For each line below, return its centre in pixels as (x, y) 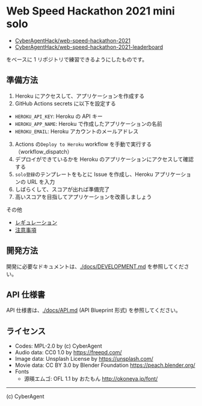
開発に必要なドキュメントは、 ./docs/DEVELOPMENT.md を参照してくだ (95, 266)
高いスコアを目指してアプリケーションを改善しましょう (83, 196)
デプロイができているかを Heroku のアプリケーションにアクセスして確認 (104, 159)
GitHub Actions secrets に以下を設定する (65, 103)
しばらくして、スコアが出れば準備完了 (62, 189)
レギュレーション (36, 222)
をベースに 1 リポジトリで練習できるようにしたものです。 (77, 59)
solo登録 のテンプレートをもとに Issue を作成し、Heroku (84, 174)
